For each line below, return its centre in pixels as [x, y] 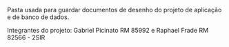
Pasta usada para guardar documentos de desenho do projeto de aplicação [114, 10]
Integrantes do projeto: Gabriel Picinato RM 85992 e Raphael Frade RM [108, 30]
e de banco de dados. [38, 17]
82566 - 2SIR [26, 37]
